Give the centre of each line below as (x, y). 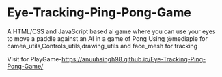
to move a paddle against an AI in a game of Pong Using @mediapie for (108, 38)
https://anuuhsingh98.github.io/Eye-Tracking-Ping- (134, 59)
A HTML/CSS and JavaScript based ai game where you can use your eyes (111, 31)
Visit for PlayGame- (34, 59)
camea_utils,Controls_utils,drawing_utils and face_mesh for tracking (102, 46)
